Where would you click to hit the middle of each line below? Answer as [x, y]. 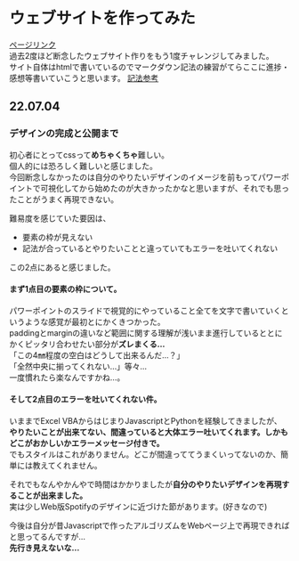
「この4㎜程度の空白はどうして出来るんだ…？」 [97, 355]
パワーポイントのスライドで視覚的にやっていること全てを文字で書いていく [145, 310]
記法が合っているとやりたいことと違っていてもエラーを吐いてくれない [150, 248]
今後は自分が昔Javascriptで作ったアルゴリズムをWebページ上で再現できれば [149, 525]
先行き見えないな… [44, 548]
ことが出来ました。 [52, 496]
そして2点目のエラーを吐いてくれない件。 [85, 399]
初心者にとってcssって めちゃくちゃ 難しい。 [89, 154]
